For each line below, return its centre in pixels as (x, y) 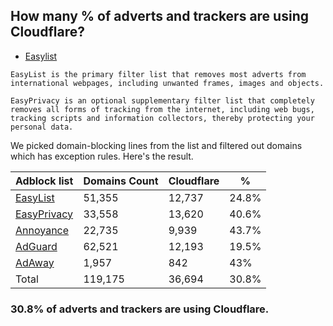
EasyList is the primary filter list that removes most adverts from (158, 74)
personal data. (42, 127)
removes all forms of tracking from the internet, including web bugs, (162, 109)
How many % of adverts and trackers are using (159, 16)
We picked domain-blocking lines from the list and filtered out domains (156, 145)
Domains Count (121, 181)
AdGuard (36, 246)
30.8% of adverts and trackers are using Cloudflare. (140, 309)
